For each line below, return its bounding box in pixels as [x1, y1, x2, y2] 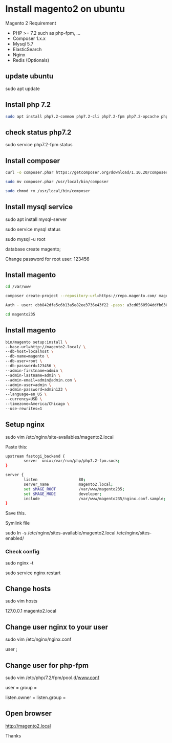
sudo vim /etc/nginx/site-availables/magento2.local [5, 434, 114, 440]
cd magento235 [5, 311, 36, 317]
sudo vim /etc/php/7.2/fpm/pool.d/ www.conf [5, 674, 100, 681]
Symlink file [5, 520, 30, 526]
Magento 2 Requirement [5, 20, 56, 26]
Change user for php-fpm [5, 661, 89, 670]
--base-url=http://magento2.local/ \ [5, 344, 86, 349]
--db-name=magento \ [5, 354, 50, 359]
